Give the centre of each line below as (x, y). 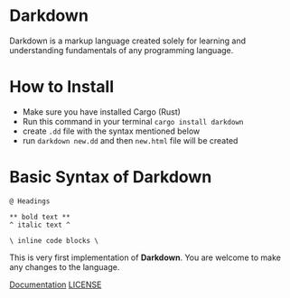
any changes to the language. (65, 266)
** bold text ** (40, 217)
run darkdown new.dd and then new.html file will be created (130, 140)
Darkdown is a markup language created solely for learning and (128, 41)
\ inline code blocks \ (54, 240)
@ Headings (30, 201)
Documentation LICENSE (56, 284)
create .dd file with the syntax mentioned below (111, 131)
